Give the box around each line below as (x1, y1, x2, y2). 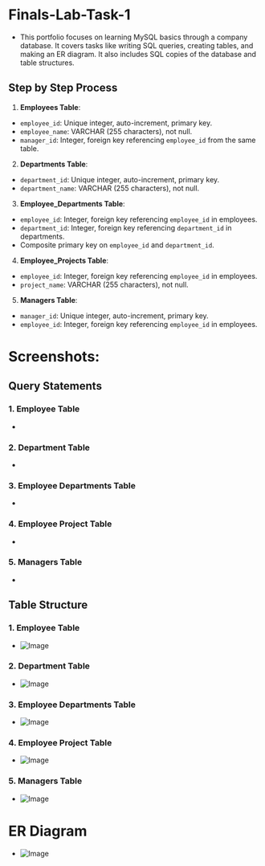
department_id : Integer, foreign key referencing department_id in (19, 223, 232, 232)
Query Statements (8, 379, 103, 393)
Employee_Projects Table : (19, 255, 109, 265)
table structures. (19, 58, 75, 67)
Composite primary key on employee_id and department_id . (19, 239, 214, 250)
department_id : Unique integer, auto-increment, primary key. (19, 174, 220, 184)
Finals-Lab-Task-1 (8, 6, 131, 24)
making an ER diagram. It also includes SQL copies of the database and (19, 49, 257, 59)
